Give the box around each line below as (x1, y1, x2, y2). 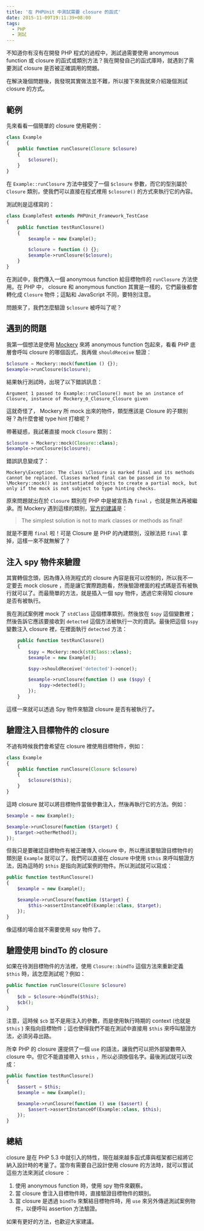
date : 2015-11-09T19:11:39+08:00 (6, 15, 91, 21)
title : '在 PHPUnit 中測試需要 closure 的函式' (6, 9, 121, 15)
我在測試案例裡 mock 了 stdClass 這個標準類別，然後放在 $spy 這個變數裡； (6, 610, 195, 618)
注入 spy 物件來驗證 (6, 557, 81, 567)
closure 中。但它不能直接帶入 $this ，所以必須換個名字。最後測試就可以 (6, 1053, 188, 1060)
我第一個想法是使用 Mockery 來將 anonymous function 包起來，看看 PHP (6, 340, 189, 348)
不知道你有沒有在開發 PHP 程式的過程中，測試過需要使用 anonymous (6, 49, 179, 57)
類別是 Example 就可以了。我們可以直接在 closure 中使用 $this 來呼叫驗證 (6, 855, 190, 862)
